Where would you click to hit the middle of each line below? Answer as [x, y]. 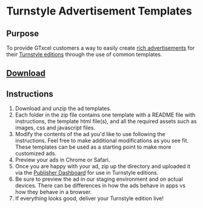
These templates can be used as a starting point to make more [93, 147]
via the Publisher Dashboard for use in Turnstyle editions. [87, 173]
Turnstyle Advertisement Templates [99, 11]
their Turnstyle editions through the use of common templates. [84, 54]
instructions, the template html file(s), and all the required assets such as [106, 122]
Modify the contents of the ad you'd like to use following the [90, 134]
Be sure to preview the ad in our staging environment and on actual [99, 179]
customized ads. [36, 154]
